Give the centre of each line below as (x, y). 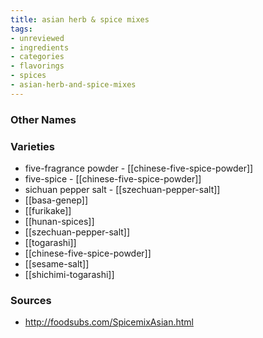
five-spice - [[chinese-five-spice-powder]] (113, 178)
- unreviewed (37, 38)
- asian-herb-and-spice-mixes (73, 85)
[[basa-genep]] (56, 200)
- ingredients (40, 47)
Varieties (32, 146)
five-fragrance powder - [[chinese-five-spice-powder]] (139, 168)
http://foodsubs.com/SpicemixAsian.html (109, 322)
